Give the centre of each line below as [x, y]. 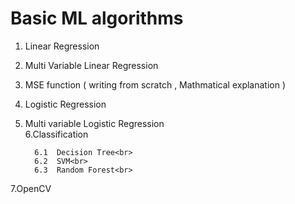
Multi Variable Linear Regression [91, 65]
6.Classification [56, 134]
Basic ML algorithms [97, 18]
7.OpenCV [31, 188]
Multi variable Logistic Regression [94, 123]
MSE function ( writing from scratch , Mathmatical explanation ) [155, 84]
